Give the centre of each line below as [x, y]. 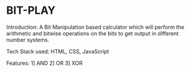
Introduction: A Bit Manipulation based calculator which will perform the [95, 27]
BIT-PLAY [31, 10]
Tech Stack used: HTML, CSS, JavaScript [58, 51]
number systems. [28, 40]
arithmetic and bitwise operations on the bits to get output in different [93, 33]
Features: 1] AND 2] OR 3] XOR [44, 63]
